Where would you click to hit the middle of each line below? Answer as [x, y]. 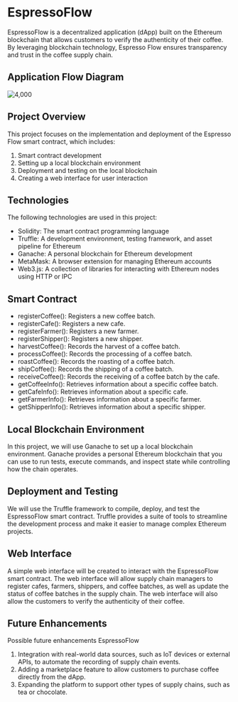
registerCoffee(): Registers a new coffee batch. [87, 316]
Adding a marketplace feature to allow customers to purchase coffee [118, 669]
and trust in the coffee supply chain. [60, 55]
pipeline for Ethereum [49, 246]
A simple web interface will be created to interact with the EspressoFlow [113, 571]
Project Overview [47, 117]
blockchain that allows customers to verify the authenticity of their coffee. [115, 39]
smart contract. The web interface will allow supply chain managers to [110, 578]
